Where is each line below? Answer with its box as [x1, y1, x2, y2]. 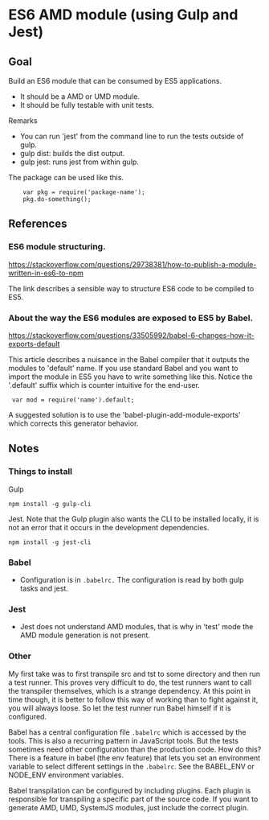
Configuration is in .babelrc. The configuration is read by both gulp [19, 575, 244, 584]
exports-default [8, 339, 60, 348]
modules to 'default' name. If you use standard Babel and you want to [8, 363, 238, 373]
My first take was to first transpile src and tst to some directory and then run [8, 669, 261, 678]
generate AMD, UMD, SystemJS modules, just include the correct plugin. [8, 802, 249, 812]
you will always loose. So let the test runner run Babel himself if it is [8, 703, 231, 713]
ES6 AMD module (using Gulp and [8, 6, 238, 24]
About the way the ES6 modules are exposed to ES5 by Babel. [8, 312, 254, 323]
